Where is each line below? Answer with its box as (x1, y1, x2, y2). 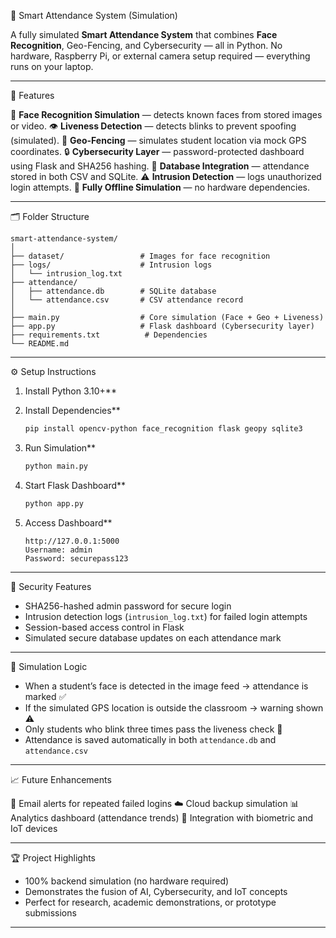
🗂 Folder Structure (10, 211, 90, 222)
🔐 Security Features (10, 580, 92, 592)
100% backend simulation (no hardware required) (24, 875, 230, 887)
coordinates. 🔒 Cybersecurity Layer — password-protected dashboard (10, 146, 305, 157)
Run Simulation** (24, 441, 97, 454)
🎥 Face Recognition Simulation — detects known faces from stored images (10, 109, 323, 120)
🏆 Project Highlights (10, 851, 96, 864)
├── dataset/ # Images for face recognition (10, 251, 271, 261)
